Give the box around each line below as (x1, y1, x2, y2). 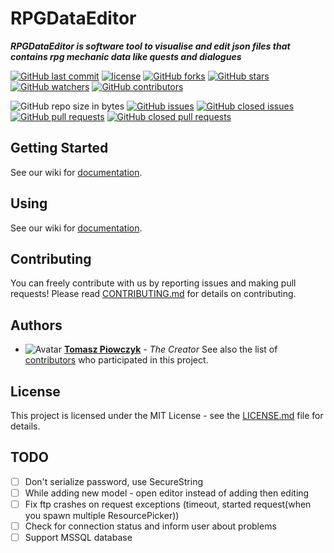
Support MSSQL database (24, 532, 133, 544)
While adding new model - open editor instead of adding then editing (24, 487, 310, 499)
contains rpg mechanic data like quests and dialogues (10, 50, 242, 62)
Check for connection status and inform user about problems (24, 520, 277, 532)
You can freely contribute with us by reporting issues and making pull (10, 277, 297, 289)
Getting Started (10, 140, 109, 157)
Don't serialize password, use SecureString (24, 475, 204, 487)
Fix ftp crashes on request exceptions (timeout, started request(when (24, 498, 312, 510)
